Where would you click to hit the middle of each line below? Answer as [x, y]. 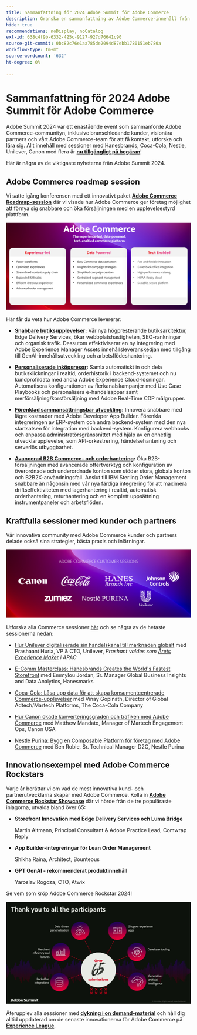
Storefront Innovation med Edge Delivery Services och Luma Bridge [98, 819]
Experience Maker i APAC [45, 657]
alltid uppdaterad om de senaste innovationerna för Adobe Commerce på [94, 1019]
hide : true [19, 25]
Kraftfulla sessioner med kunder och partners [91, 521]
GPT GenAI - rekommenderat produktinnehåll [71, 870]
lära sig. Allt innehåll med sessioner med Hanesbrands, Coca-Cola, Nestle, [96, 146]
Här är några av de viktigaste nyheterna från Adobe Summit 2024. [86, 163]
